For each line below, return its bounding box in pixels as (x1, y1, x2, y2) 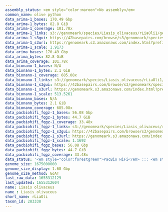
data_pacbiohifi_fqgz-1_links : (5, 124, 70, 129)
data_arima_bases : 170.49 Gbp (5, 49, 68, 54)
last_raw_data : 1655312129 (5, 175, 61, 181)
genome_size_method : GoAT (5, 171, 59, 176)
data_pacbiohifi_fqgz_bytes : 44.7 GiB (5, 148, 86, 153)
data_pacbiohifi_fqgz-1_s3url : (5, 134, 70, 139)
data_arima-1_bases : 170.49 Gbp (5, 17, 72, 22)
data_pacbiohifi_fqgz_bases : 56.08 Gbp (5, 143, 88, 148)
